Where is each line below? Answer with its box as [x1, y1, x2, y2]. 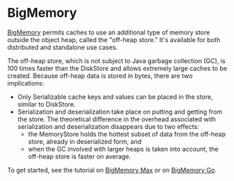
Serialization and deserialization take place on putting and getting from [17, 107, 223, 116]
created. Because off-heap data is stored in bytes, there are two [7, 72, 193, 80]
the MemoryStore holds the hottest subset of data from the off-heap [27, 130, 226, 138]
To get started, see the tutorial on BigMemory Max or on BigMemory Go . [7, 166, 216, 174]
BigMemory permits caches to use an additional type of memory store [7, 28, 210, 36]
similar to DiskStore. [17, 100, 76, 108]
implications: [7, 79, 44, 87]
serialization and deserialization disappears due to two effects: [17, 122, 200, 130]
